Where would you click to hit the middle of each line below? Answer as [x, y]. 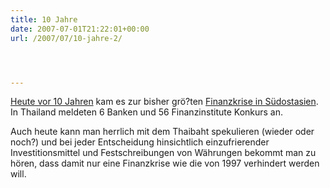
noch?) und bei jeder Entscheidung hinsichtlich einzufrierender [140, 142]
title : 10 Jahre [44, 19]
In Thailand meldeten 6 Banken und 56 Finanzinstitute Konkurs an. [147, 112]
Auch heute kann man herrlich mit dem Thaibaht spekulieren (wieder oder [162, 132]
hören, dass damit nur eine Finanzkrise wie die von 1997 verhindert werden [165, 163]
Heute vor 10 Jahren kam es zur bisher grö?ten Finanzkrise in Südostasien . [164, 102]
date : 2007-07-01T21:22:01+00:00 [80, 29]
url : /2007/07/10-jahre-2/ [66, 38]
